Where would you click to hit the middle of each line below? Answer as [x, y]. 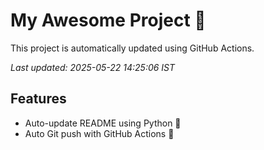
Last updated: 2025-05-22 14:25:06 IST [93, 67]
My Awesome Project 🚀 [108, 20]
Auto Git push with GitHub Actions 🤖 [99, 133]
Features [38, 99]
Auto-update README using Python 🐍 [103, 123]
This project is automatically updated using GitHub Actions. [132, 48]
